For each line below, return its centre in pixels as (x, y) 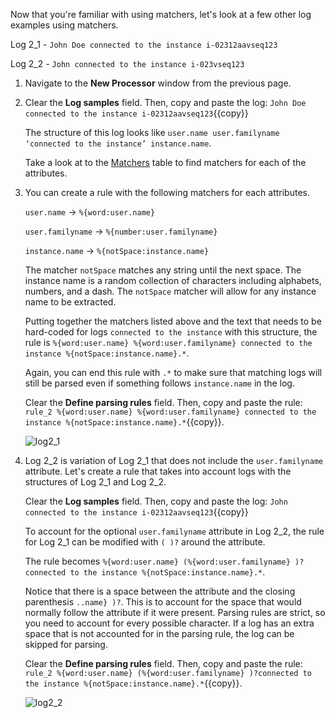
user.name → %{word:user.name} (90, 212)
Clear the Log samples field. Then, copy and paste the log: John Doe (165, 102)
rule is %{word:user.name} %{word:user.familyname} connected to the (168, 342)
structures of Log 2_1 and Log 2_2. (95, 482)
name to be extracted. (70, 302)
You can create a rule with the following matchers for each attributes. (167, 192)
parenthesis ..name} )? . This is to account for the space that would (163, 602)
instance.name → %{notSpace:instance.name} (117, 250)
